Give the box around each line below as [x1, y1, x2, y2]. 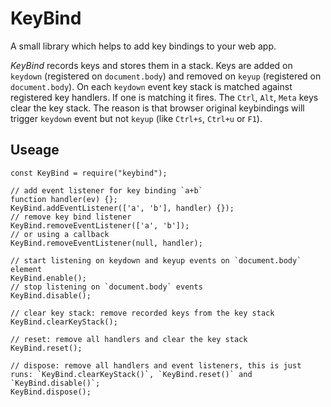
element [10, 264, 43, 274]
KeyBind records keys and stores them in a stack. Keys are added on [10, 59, 293, 71]
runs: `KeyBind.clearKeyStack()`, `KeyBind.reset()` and [10, 369, 253, 379]
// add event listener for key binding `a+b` [10, 185, 203, 196]
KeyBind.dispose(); [10, 387, 92, 397]
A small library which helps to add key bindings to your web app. [10, 40, 277, 52]
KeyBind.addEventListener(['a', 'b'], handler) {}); [10, 203, 235, 213]
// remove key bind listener [10, 212, 132, 222]
